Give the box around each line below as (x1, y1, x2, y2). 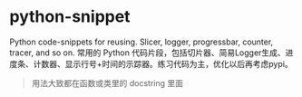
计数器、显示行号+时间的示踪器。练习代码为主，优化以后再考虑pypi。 (33, 58, 293, 69)
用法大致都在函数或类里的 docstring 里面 (31, 77, 184, 88)
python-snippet (9, 6, 131, 27)
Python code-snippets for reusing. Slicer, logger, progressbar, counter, (9, 36, 274, 47)
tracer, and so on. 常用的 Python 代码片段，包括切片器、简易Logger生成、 (9, 47, 286, 58)
